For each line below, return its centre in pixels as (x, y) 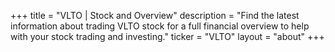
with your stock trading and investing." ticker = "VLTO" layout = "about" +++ (167, 36)
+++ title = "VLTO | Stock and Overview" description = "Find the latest (155, 15)
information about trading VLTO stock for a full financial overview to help (160, 26)
